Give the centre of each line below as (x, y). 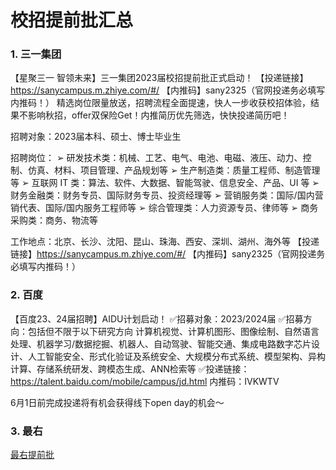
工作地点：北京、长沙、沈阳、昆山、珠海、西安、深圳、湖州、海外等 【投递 (165, 242)
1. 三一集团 (36, 54)
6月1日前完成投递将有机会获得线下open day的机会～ (117, 402)
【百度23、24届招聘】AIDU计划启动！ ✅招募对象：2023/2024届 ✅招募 (157, 318)
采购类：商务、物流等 (54, 220)
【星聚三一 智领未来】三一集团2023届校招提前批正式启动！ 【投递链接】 (159, 78)
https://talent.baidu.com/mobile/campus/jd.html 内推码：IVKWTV (145, 381)
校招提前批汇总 (72, 20)
